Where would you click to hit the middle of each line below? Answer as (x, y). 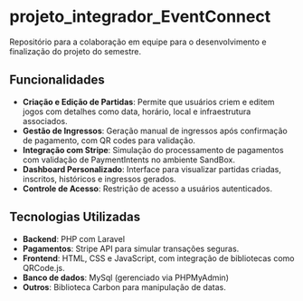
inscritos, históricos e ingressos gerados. (99, 179)
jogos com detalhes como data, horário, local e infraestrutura (137, 112)
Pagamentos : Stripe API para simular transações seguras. (131, 248)
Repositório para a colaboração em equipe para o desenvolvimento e (138, 42)
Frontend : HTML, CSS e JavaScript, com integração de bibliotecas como (158, 258)
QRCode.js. (43, 267)
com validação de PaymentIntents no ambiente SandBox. (128, 160)
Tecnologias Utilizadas (75, 217)
